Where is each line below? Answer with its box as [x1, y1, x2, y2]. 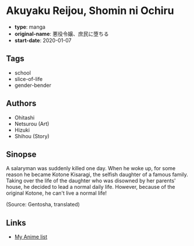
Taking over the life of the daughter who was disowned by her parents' [6, 177, 176, 184]
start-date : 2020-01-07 [14, 37, 72, 44]
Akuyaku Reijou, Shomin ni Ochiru [6, 4, 175, 17]
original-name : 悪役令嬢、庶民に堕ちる [14, 30, 109, 37]
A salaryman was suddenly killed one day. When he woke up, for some [6, 165, 176, 172]
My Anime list [14, 233, 48, 240]
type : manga [14, 23, 45, 30]
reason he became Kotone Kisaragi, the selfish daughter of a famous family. [6, 171, 188, 178]
